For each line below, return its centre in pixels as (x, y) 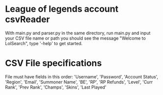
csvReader (28, 19)
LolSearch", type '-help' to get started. (44, 43)
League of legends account (62, 9)
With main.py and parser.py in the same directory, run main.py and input (78, 33)
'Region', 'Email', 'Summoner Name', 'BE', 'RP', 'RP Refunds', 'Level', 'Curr (79, 82)
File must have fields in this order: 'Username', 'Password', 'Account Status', (81, 76)
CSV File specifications (53, 63)
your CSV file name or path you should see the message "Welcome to (75, 38)
